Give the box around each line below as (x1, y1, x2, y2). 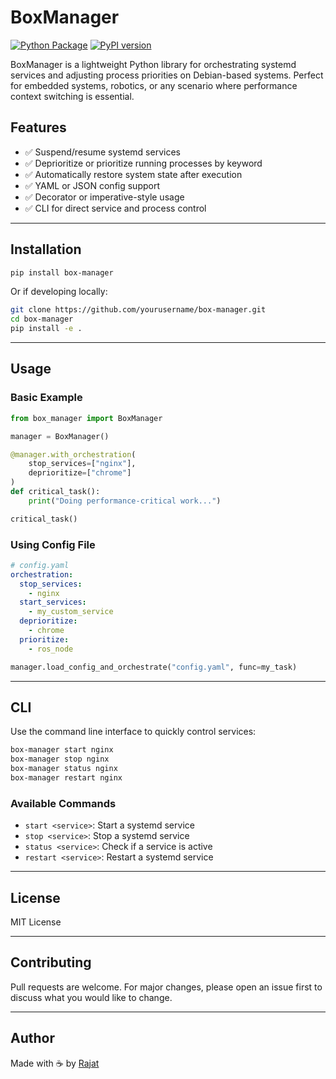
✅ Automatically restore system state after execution (24, 168, 243, 180)
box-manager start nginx (10, 745, 114, 755)
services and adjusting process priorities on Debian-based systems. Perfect (10, 69, 324, 81)
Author (10, 1030, 55, 1047)
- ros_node (28, 644, 74, 654)
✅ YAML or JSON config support (24, 179, 161, 191)
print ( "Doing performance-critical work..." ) (28, 496, 222, 506)
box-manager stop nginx (10, 754, 110, 765)
